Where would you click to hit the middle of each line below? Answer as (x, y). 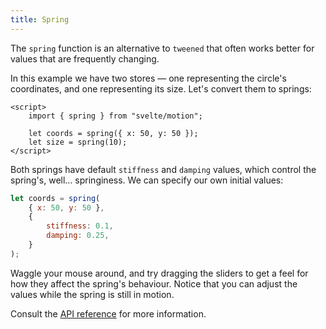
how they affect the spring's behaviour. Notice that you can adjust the (154, 283)
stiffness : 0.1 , (80, 226)
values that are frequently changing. (85, 58)
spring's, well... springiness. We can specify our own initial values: (147, 180)
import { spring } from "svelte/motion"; (115, 116)
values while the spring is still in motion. (92, 294)
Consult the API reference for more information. (108, 313)
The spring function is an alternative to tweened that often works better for (162, 48)
